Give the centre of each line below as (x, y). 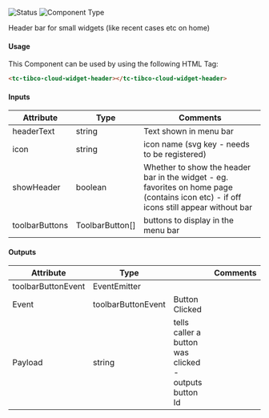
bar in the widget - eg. (186, 178)
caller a (187, 332)
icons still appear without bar (198, 207)
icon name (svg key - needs (197, 144)
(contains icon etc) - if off (193, 198)
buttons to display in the (189, 220)
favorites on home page (189, 187)
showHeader (36, 187)
